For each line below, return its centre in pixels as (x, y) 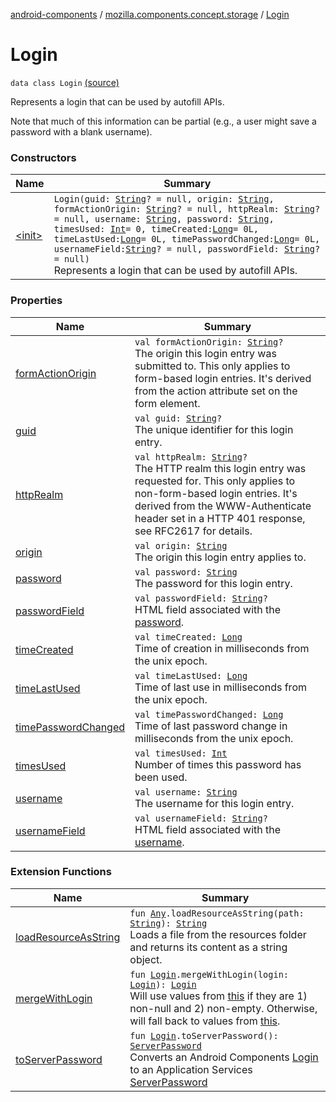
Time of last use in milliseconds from (220, 687)
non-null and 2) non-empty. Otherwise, (223, 1008)
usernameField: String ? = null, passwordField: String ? (187, 249)
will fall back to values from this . (205, 1021)
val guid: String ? (178, 418)
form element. (167, 403)
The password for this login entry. (213, 583)
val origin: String (181, 545)
